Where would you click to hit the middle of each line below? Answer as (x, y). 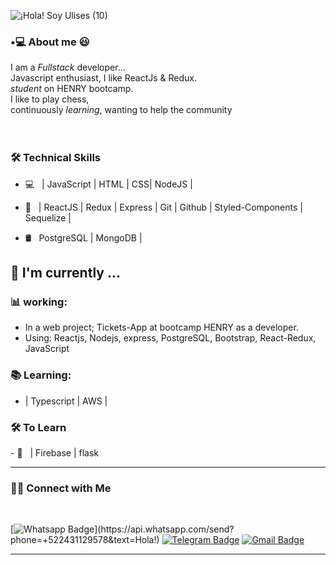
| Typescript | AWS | (66, 401)
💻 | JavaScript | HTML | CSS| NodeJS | (108, 184)
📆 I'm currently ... (65, 272)
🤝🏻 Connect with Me (61, 488)
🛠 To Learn (38, 427)
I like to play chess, (50, 99)
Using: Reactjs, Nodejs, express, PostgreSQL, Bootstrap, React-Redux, (170, 338)
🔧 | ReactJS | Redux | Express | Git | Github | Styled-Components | (163, 207)
